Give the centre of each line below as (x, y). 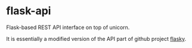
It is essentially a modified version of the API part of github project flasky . (96, 39)
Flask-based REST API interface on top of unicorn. (68, 27)
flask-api (29, 11)
